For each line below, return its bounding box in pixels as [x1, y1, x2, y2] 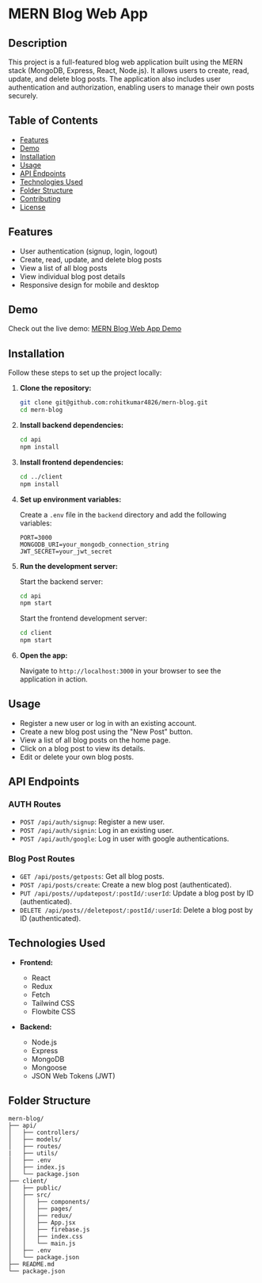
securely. [8, 91, 38, 100]
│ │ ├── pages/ [8, 1205, 73, 1213]
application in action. [19, 674, 89, 684]
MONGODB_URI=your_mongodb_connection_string [19, 540, 169, 548]
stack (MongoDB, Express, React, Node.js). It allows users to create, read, [8, 66, 249, 75]
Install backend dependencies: [19, 421, 124, 430]
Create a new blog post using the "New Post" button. [19, 727, 193, 736]
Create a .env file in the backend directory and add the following [19, 510, 227, 519]
